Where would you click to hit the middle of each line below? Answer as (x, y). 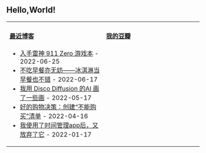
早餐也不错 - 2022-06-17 (59, 80)
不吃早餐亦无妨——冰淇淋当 (60, 70)
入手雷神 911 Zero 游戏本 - (59, 53)
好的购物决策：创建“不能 (55, 107)
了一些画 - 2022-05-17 (56, 98)
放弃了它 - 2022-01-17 (56, 135)
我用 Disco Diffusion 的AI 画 (59, 89)
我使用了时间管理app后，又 (59, 125)
